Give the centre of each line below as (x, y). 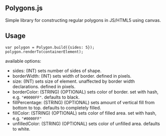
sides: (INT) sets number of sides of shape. (57, 70)
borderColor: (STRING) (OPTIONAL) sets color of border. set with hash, (85, 92)
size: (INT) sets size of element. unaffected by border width (74, 81)
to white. (21, 129)
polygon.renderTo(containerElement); (44, 52)
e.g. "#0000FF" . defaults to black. (46, 97)
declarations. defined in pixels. (44, 86)
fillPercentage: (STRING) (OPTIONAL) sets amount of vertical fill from (83, 102)
